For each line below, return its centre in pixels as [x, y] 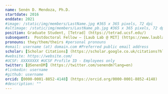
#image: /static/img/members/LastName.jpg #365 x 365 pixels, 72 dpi [79, 24]
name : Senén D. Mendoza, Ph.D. [38, 10]
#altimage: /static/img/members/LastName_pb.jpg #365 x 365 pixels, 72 [81, 28]
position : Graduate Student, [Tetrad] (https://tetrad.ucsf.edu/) [76, 33]
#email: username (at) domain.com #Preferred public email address [77, 47]
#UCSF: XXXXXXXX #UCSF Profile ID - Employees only [60, 61]
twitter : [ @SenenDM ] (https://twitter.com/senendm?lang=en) [69, 65]
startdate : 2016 [22, 14]
